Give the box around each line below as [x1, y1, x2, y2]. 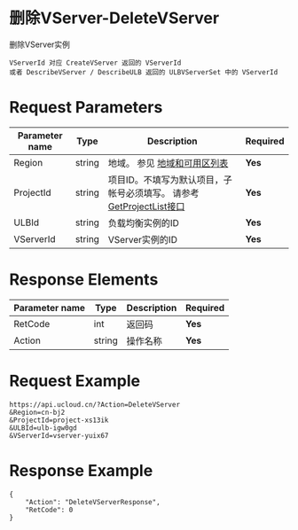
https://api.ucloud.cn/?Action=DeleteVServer [9, 400, 180, 409]
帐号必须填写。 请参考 [107, 187, 200, 199]
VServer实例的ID [107, 233, 177, 246]
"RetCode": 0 [25, 505, 74, 514]
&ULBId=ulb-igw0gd [9, 423, 77, 433]
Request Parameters [9, 97, 163, 118]
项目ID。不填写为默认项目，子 [107, 174, 233, 186]
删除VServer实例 [9, 39, 71, 50]
